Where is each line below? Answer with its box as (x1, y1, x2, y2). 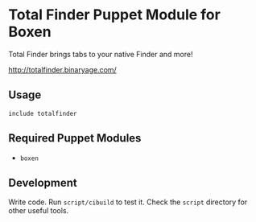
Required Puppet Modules (8, 131, 142, 146)
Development (8, 175, 78, 190)
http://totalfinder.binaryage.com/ (8, 64, 117, 74)
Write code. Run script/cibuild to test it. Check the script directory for (8, 197, 248, 207)
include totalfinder (8, 109, 78, 117)
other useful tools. (8, 206, 69, 216)
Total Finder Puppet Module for (8, 6, 221, 24)
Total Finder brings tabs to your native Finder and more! (8, 49, 193, 59)
